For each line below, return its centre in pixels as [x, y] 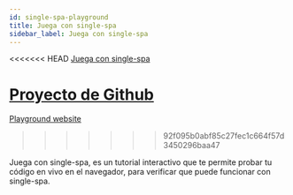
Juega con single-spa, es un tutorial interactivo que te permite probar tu [141, 162]
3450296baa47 [192, 146]
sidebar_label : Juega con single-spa [79, 34]
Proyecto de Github [82, 94]
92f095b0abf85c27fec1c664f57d [224, 136]
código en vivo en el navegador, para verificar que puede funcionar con [140, 172]
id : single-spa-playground [59, 17]
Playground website [45, 119]
